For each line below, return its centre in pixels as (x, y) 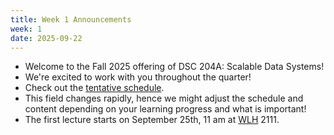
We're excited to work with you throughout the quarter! (138, 77)
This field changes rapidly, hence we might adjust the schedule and (164, 98)
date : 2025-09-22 (46, 38)
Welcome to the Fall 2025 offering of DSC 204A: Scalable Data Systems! (174, 67)
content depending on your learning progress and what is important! (165, 109)
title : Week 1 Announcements (71, 19)
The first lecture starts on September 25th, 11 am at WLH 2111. (152, 120)
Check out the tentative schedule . (94, 88)
